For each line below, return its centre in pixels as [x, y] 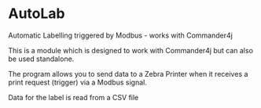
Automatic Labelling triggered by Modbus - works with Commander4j [121, 35]
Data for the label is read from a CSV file [74, 97]
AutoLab [37, 14]
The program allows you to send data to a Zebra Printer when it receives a [128, 74]
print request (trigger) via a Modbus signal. [77, 82]
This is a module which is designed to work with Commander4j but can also [131, 50]
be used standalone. [41, 59]
